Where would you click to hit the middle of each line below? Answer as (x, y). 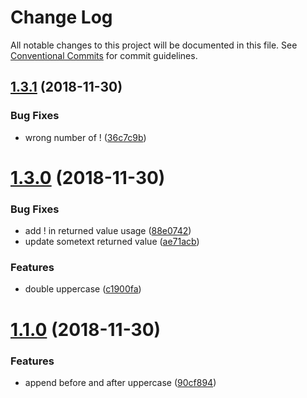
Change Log (61, 17)
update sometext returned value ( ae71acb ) (112, 242)
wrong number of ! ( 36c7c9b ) (85, 137)
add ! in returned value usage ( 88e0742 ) (108, 231)
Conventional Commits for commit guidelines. (104, 55)
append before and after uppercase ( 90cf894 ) (120, 382)
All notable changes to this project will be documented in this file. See (154, 45)
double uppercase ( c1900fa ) (83, 289)
